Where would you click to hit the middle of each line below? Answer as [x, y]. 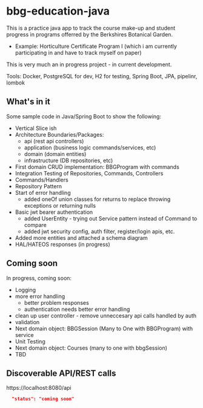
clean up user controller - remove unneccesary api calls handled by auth [106, 315]
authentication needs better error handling [77, 309]
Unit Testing [30, 341]
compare [35, 225]
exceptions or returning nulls [60, 205]
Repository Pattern [38, 186]
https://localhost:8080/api [39, 388]
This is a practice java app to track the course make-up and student [91, 28]
